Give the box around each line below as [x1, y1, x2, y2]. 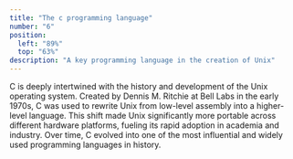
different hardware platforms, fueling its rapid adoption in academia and [9, 120, 280, 131]
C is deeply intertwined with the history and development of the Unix [9, 81, 268, 91]
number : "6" [9, 22, 55, 31]
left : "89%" [17, 38, 64, 48]
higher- [256, 101, 285, 111]
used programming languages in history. [9, 139, 162, 150]
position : [9, 30, 47, 39]
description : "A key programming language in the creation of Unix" [9, 56, 276, 65]
